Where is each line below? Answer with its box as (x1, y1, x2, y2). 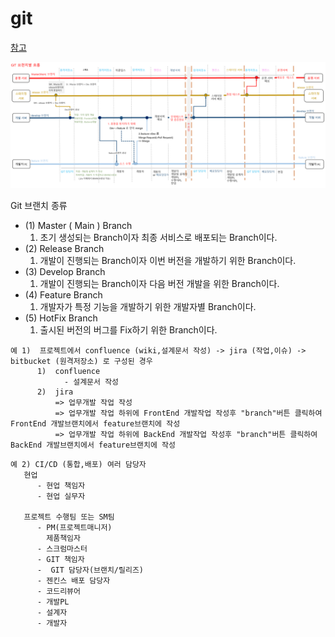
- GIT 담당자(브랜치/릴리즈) (36, 565, 144, 575)
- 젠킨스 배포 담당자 (36, 575, 111, 586)
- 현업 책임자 (36, 480, 86, 491)
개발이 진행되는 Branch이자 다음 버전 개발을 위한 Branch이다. (39, 277, 280, 289)
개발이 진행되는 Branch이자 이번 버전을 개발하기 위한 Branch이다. (39, 254, 297, 266)
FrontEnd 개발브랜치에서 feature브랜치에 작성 (10, 418, 181, 429)
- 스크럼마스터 (36, 543, 88, 554)
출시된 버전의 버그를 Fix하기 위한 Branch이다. (39, 323, 218, 336)
